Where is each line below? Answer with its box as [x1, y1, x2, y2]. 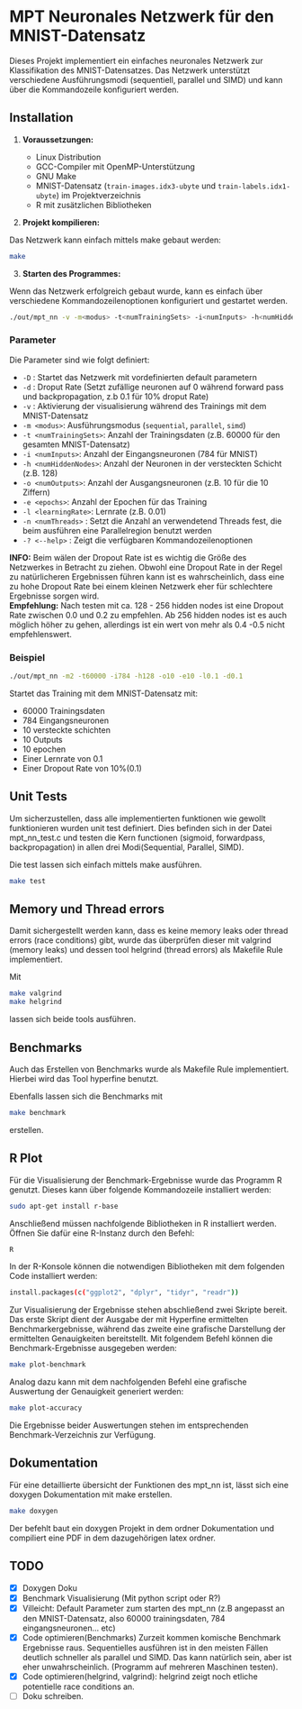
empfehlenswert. [9, 628, 72, 639]
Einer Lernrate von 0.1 [22, 753, 103, 763]
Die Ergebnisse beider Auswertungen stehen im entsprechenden [9, 1420, 249, 1430]
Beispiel [9, 651, 46, 663]
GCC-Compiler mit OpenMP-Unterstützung [35, 160, 196, 172]
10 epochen [22, 744, 67, 754]
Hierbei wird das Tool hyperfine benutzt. [9, 1074, 159, 1084]
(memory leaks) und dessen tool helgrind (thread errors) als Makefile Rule [9, 945, 283, 955]
